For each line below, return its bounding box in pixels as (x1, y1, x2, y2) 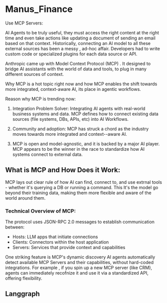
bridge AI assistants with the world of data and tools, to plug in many (5, 66, 146, 72)
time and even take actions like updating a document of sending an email (5, 35, 156, 41)
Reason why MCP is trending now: (5, 96, 76, 102)
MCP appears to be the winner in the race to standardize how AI (12, 146, 145, 152)
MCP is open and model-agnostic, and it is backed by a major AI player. (12, 141, 160, 147)
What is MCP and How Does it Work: (5, 166, 120, 174)
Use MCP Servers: (5, 20, 43, 26)
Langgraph (5, 290, 40, 298)
